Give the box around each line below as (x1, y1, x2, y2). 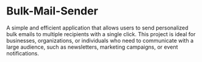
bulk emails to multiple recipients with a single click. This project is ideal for (6, 30, 196, 37)
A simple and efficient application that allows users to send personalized (6, 24, 189, 31)
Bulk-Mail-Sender (6, 4, 99, 18)
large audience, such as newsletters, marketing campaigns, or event (6, 43, 178, 51)
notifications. (6, 49, 40, 57)
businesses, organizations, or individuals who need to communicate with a (6, 37, 194, 44)
